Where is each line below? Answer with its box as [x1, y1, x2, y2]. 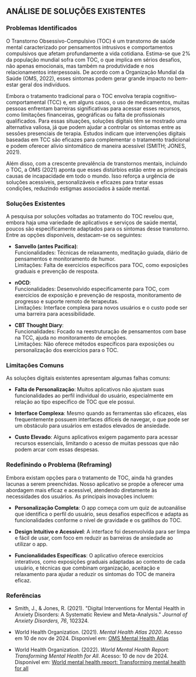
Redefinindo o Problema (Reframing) [6, 461, 112, 469]
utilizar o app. [14, 540, 48, 547]
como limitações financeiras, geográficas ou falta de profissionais [6, 111, 165, 118]
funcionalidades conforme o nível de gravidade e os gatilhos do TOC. [14, 516, 183, 523]
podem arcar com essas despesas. [14, 446, 99, 453]
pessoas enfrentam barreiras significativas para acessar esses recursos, [6, 104, 181, 112]
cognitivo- [152, 92, 177, 99]
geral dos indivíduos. [19, 81, 70, 88]
